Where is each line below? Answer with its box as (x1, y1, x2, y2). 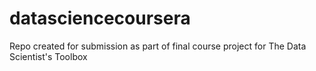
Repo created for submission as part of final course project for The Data (9, 40, 307, 52)
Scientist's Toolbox (9, 50, 88, 62)
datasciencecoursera (9, 7, 191, 30)
